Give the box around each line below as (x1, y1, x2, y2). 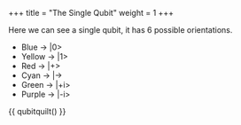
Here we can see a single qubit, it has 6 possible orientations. (8, 25, 233, 35)
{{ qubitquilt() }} (8, 106, 66, 116)
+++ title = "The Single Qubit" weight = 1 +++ (8, 8, 175, 18)
